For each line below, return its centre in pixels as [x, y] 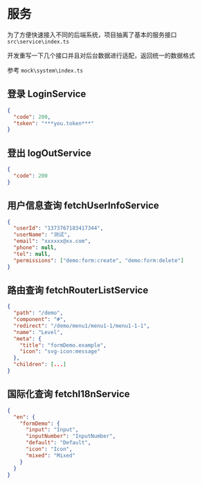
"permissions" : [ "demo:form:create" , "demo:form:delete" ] [99, 260]
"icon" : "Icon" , [49, 449]
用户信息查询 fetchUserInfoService [83, 206]
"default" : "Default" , [58, 443]
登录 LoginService [47, 94]
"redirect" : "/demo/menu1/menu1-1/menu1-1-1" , [82, 326]
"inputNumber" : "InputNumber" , [71, 437]
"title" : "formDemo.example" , [63, 345]
